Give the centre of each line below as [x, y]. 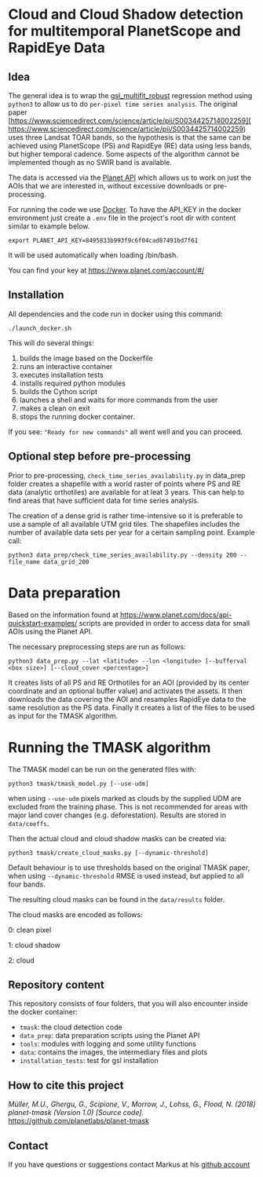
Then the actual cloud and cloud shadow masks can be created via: [117, 839]
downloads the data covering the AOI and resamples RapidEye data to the [127, 699]
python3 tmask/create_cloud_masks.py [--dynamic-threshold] [109, 853]
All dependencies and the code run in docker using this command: [115, 314]
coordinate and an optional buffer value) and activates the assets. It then [126, 691]
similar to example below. [49, 226]
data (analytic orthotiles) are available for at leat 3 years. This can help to [126, 492]
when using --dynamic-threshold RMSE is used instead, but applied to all [126, 875]
